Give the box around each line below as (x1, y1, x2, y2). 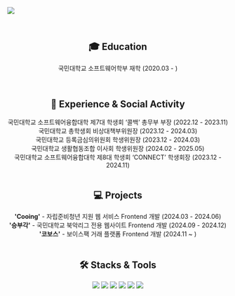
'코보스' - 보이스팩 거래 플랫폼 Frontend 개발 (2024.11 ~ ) (39, 230, 197, 238)
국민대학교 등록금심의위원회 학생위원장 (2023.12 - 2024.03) (35, 135, 201, 144)
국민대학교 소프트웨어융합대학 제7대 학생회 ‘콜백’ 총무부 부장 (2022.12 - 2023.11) (7, 118, 229, 126)
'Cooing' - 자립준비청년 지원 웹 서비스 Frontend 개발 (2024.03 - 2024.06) (14, 213, 222, 221)
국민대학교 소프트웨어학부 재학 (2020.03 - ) (58, 64, 178, 72)
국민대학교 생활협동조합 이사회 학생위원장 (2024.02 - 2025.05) (31, 144, 205, 152)
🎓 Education (88, 41, 147, 53)
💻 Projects (93, 189, 142, 201)
